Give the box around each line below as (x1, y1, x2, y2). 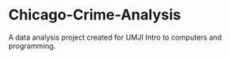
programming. (8, 40, 56, 50)
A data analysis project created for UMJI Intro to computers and (8, 32, 222, 42)
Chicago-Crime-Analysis (8, 6, 181, 24)
